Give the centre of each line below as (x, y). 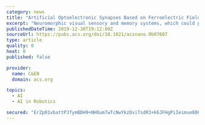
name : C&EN (26, 73)
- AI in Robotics (34, 102)
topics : (16, 90)
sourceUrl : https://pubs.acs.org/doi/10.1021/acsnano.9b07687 (87, 35)
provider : (19, 68)
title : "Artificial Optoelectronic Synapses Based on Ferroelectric (95, 18)
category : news (26, 12)
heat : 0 (16, 52)
